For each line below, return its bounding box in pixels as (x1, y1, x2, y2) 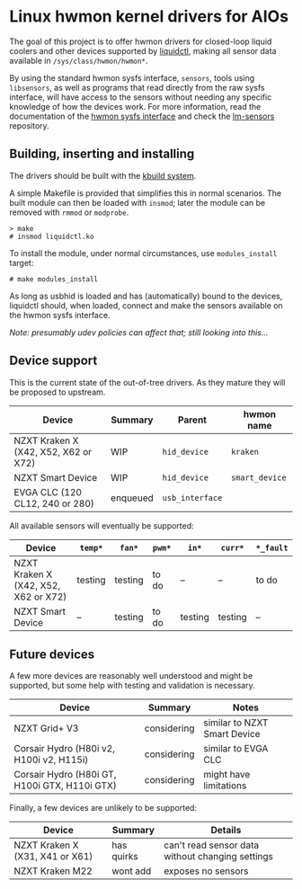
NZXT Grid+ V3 (13, 722, 79, 734)
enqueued (111, 492, 155, 504)
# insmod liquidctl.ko (9, 232, 94, 241)
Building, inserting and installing (9, 147, 195, 162)
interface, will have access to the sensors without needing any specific (9, 92, 272, 102)
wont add (111, 865, 152, 877)
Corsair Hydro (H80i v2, (13, 742, 115, 755)
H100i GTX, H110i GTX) (13, 779, 117, 792)
